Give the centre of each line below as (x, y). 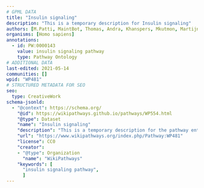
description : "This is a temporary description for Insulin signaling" (99, 23)
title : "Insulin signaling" (42, 18)
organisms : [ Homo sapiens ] (40, 35)
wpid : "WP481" (24, 79)
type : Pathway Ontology (47, 57)
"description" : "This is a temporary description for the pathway (103, 130)
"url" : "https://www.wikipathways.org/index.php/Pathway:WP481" (100, 136)
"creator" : (31, 147)
